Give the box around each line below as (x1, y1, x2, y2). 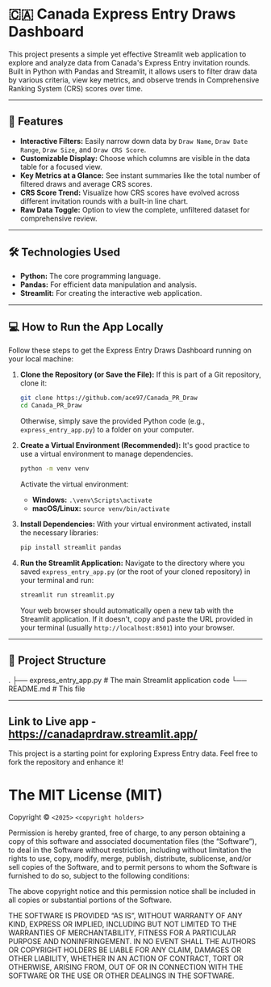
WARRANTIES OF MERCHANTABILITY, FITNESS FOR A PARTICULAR (8, 928, 236, 938)
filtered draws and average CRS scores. (19, 179, 153, 188)
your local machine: (8, 354, 74, 364)
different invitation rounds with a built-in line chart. (19, 196, 189, 206)
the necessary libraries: (19, 528, 99, 538)
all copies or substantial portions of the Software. (8, 895, 172, 905)
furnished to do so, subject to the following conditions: (8, 871, 190, 881)
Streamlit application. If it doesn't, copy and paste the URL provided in (19, 614, 253, 623)
